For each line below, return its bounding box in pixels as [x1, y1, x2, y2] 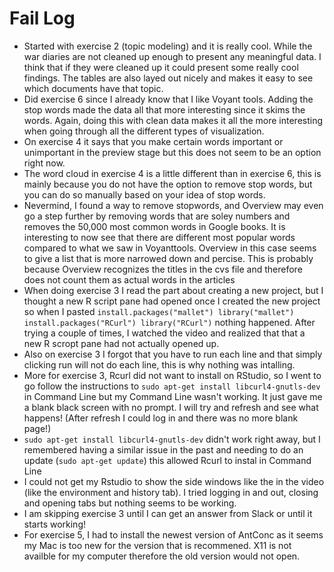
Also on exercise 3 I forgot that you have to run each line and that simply [23, 348, 323, 360]
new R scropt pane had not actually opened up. [23, 337, 220, 349]
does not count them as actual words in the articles [23, 273, 236, 286]
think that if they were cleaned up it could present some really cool [23, 61, 299, 73]
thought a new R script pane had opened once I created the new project [23, 295, 321, 307]
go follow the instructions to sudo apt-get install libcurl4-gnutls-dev [23, 380, 321, 392]
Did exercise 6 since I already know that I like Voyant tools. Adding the [23, 93, 314, 105]
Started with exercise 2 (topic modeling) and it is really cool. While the [23, 40, 313, 52]
